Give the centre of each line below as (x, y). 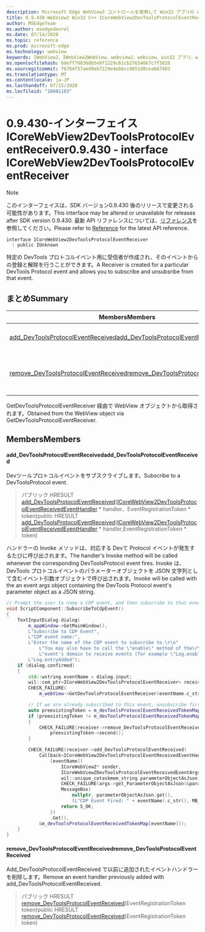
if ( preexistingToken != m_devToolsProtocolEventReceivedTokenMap (114, 716)
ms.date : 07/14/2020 (33, 35)
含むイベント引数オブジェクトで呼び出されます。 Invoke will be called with (104, 579)
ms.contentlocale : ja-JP (38, 80)
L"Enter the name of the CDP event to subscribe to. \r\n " (103, 643)
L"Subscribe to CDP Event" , (64, 631)
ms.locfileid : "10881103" (39, 91)
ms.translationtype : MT (37, 74)
